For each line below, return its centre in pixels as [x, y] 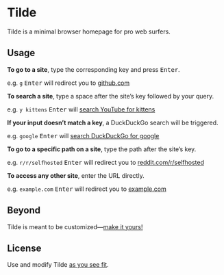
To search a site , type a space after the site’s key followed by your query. [111, 96]
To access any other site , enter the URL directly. [76, 175]
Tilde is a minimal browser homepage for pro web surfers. [89, 31]
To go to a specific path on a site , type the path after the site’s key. [102, 149]
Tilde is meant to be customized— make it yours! [75, 226]
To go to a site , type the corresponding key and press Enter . [94, 69]
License [24, 248]
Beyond [24, 210]
